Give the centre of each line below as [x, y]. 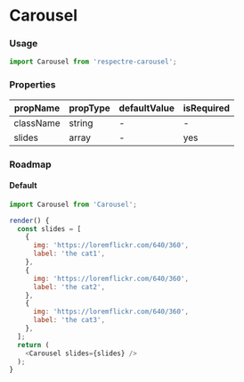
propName [37, 108]
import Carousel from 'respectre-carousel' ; [93, 62]
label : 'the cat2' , [69, 286]
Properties [33, 85]
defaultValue [147, 108]
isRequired [206, 108]
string [81, 123]
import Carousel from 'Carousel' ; [73, 204]
